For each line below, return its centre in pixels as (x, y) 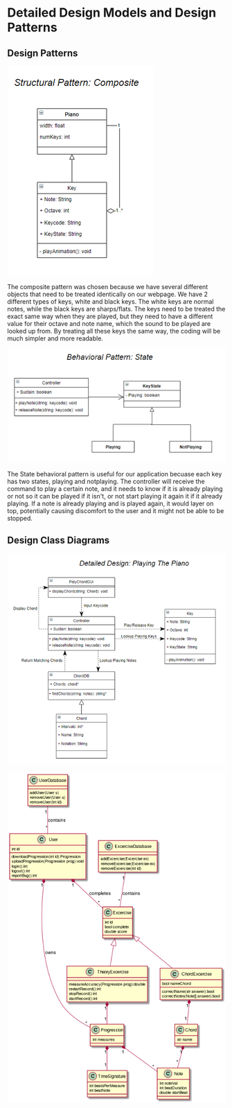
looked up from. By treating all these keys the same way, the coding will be (114, 331)
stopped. (20, 519)
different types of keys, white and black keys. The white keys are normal (110, 302)
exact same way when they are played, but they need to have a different (110, 316)
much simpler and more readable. (55, 338)
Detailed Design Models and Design (112, 13)
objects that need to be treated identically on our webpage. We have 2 (108, 294)
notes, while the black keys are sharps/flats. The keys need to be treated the (116, 309)
